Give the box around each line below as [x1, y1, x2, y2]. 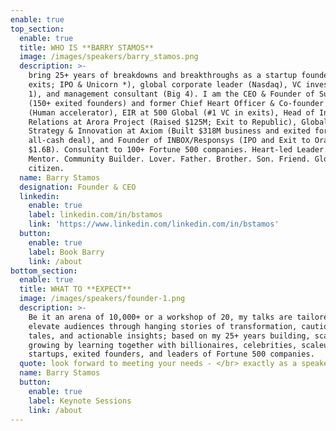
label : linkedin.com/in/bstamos [28, 210, 163, 220]
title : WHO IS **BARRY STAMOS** [19, 42, 155, 53]
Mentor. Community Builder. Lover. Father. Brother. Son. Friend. [28, 154, 311, 164]
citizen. [28, 163, 65, 173]
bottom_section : [10, 266, 78, 276]
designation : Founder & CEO [19, 182, 137, 192]
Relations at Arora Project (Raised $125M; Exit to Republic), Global [28, 117, 329, 127]
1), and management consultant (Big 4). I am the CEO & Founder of [28, 89, 315, 99]
